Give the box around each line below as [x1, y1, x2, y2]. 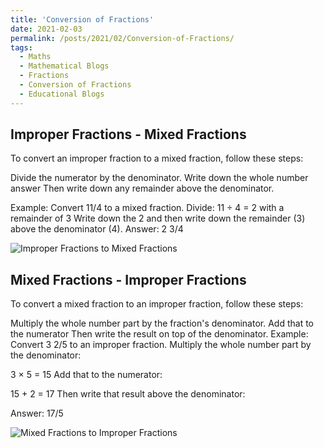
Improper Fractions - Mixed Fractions [10, 126, 247, 143]
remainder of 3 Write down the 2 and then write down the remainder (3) [10, 212, 306, 225]
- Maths [19, 52, 52, 62]
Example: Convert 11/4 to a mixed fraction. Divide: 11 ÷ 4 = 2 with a [10, 202, 285, 214]
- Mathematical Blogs [19, 61, 110, 71]
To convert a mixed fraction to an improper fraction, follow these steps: [10, 298, 304, 310]
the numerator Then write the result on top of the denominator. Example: [10, 328, 309, 340]
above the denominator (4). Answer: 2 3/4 [10, 223, 184, 235]
